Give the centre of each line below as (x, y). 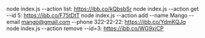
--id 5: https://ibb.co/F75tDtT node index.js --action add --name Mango (97, 15)
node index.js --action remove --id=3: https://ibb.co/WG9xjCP (85, 28)
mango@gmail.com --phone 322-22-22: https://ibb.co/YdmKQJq (103, 22)
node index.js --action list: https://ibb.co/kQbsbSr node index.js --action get (102, 9)
